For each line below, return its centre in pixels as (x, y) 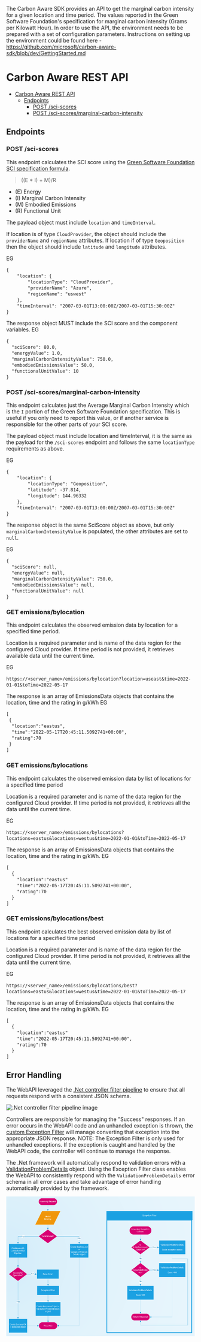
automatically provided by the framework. (58, 1188)
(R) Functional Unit (38, 211)
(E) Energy (28, 192)
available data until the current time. (50, 656)
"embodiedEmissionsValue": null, (53, 585)
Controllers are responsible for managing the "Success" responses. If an (96, 1119)
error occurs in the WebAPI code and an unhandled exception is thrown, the (100, 1125)
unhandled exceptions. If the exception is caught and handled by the (91, 1144)
